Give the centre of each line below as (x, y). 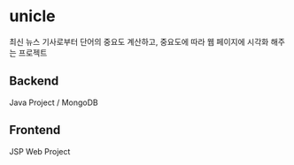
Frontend (35, 130)
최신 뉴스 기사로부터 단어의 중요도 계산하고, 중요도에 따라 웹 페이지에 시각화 (139, 41)
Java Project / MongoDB (54, 102)
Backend (34, 81)
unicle (32, 16)
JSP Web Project (40, 151)
